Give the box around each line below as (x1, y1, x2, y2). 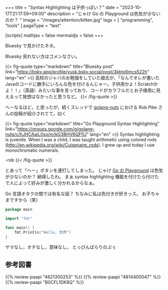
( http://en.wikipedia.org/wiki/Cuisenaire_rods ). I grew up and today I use (5, 142, 155, 148)
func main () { (5, 225, 35, 230)
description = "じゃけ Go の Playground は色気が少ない (47, 11, 161, 17)
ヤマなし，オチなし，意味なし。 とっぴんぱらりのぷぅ (5, 244, 116, 250)
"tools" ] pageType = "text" (5, 23, 61, 29)
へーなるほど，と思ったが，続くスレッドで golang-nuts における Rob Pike (5, 105, 157, 110)
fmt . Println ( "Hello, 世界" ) (14, 230, 71, 235)
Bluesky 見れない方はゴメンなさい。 (5, 53, 80, 59)
